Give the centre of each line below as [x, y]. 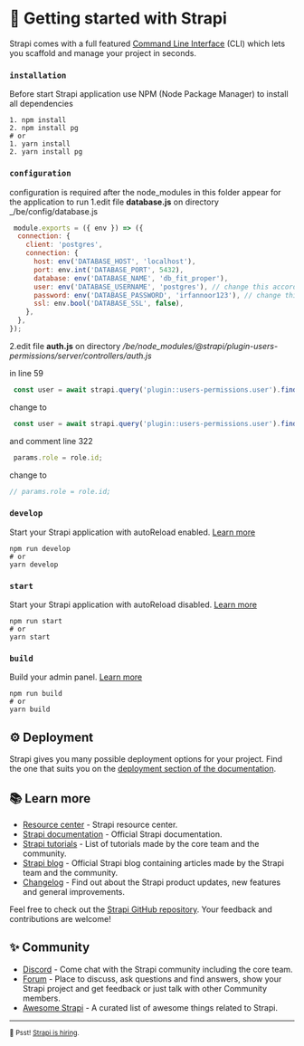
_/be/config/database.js [53, 211]
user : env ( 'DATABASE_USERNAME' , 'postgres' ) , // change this [151, 287]
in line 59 [26, 373]
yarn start [30, 637]
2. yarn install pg [46, 152]
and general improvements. [73, 891]
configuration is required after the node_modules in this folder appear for [146, 192]
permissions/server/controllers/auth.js [81, 356]
